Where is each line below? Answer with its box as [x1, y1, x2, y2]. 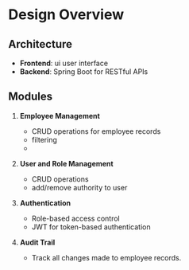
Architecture [8, 37, 73, 51]
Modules [8, 90, 53, 104]
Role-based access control [31, 213, 121, 223]
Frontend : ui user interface [19, 58, 109, 68]
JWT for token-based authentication [31, 221, 151, 232]
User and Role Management [19, 158, 114, 168]
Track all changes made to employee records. [31, 252, 182, 262]
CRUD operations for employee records [31, 126, 161, 136]
